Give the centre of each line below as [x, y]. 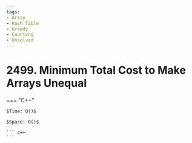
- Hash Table [23, 23]
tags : [13, 12]
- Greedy [17, 29]
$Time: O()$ [21, 111]
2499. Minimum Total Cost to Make [96, 70]
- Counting [20, 35]
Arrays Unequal [47, 83]
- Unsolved [20, 40]
